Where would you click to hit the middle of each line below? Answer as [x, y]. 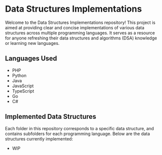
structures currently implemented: [39, 139]
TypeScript [23, 91]
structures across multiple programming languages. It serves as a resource [80, 33]
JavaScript [23, 86]
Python [19, 75]
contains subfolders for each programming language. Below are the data [78, 134]
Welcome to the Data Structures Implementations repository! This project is [80, 22]
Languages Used [31, 59]
